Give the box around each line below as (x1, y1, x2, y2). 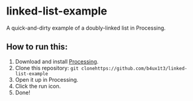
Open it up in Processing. (15, 76, 79, 83)
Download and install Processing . (15, 57, 99, 65)
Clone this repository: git (15, 64, 79, 71)
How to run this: (6, 42, 68, 52)
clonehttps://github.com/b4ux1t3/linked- (81, 65, 188, 71)
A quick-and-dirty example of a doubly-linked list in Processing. (6, 24, 166, 31)
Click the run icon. (15, 82, 61, 90)
